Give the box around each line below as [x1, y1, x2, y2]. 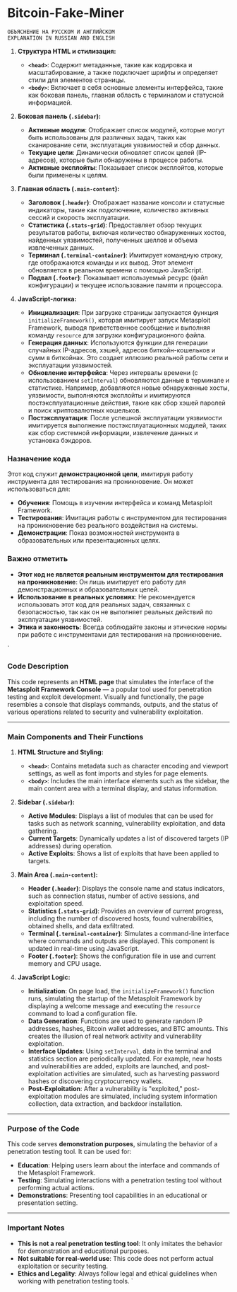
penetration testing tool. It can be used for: [7, 1148, 132, 1156]
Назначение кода [7, 454, 71, 463]
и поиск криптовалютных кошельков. [28, 405, 141, 415]
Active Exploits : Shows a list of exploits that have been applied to [28, 849, 219, 858]
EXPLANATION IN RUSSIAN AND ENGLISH [7, 34, 115, 42]
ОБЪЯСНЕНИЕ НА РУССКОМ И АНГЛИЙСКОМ [7, 28, 115, 35]
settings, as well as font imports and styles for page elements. [28, 769, 209, 778]
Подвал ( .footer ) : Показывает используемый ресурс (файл [28, 273, 208, 282]
